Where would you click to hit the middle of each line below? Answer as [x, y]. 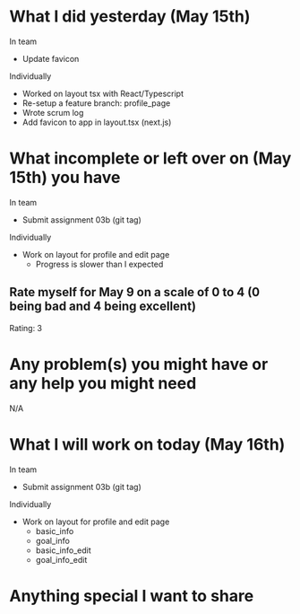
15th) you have [65, 178]
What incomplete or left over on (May [150, 158]
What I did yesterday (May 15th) [130, 17]
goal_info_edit [61, 559]
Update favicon [51, 58]
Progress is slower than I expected [99, 264]
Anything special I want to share [132, 596]
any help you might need [103, 383]
